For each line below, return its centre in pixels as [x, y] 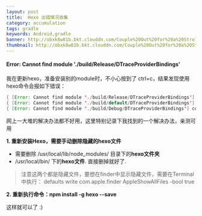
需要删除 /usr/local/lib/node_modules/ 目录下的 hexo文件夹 [87, 154]
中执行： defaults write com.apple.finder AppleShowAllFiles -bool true [108, 181]
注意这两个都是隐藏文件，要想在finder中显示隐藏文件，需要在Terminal [107, 174]
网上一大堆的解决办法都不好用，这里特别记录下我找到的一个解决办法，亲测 [98, 121]
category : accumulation [36, 23]
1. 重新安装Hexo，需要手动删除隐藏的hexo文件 [64, 141]
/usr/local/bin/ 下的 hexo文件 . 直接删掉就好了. [71, 161]
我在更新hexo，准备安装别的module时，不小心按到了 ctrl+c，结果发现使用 [98, 79]
